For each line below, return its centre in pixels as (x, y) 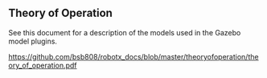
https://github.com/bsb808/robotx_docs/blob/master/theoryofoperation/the (133, 56)
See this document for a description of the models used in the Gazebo (125, 32)
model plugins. (33, 41)
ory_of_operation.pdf (43, 65)
